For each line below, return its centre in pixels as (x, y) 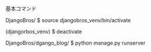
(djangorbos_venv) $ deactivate (44, 32)
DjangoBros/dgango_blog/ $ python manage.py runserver (75, 43)
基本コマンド (21, 8)
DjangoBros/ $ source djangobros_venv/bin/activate (68, 20)
